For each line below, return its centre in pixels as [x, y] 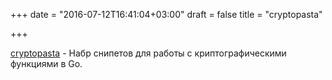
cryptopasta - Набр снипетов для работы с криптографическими [148, 53]
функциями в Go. [46, 63]
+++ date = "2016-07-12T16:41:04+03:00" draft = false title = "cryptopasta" [166, 14]
